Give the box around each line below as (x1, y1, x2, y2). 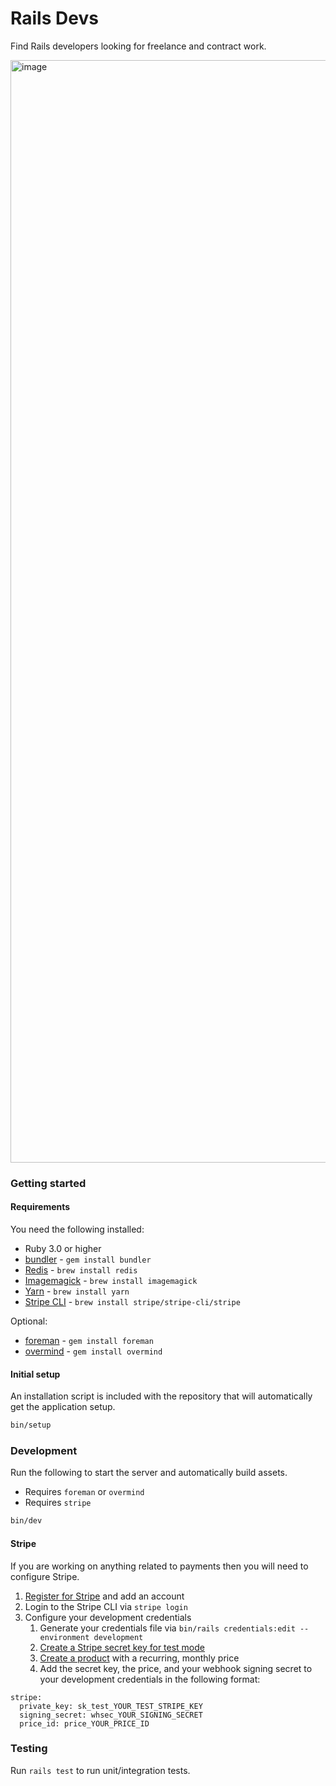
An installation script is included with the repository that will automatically (10, 1390, 313, 1402)
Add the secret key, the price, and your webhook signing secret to (39, 1662, 313, 1674)
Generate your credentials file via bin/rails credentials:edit (39, 1622, 296, 1634)
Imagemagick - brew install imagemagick (24, 1275, 198, 1287)
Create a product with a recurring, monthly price (39, 1652, 240, 1664)
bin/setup (10, 1420, 52, 1431)
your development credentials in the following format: (39, 1673, 261, 1685)
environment (39, 1632, 90, 1642)
